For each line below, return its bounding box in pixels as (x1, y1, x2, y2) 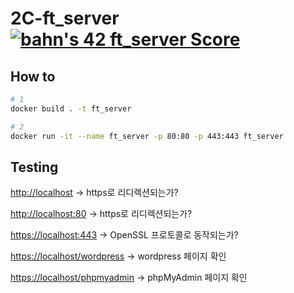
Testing (10, 158, 59, 176)
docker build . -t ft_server (10, 103, 132, 114)
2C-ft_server (10, 7, 120, 30)
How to (10, 68, 56, 85)
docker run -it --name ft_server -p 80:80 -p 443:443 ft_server (10, 131, 284, 141)
